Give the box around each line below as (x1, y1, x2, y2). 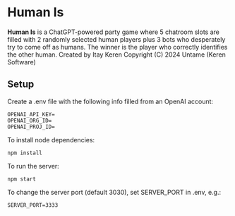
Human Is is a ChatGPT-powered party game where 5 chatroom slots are (7, 28, 220, 36)
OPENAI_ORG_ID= (7, 117, 52, 124)
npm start (7, 175, 37, 183)
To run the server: (7, 161, 60, 170)
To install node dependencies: (7, 135, 95, 144)
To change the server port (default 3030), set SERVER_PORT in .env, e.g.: (7, 188, 221, 196)
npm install (7, 149, 42, 157)
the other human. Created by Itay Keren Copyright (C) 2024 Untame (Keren (7, 50, 226, 59)
